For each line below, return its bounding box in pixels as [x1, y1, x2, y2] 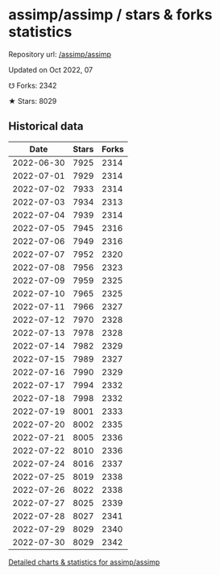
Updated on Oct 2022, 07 [8, 64, 93, 74]
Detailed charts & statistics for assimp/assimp [8, 557, 160, 567]
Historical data [8, 119, 84, 134]
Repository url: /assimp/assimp [8, 49, 111, 59]
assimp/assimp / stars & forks [8, 6, 213, 24]
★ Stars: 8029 [8, 96, 57, 105]
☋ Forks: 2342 [8, 81, 57, 90]
